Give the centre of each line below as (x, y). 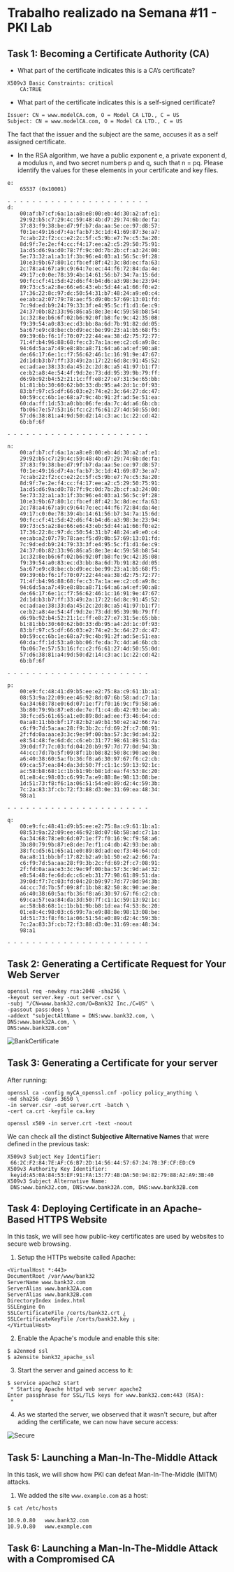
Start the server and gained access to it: (75, 1370)
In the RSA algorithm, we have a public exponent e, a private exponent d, (122, 155)
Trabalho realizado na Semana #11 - (112, 13)
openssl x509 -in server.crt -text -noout (70, 1123)
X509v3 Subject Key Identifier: (54, 1157)
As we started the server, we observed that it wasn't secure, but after (117, 1414)
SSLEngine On (26, 1307)
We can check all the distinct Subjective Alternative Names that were (108, 1136)
